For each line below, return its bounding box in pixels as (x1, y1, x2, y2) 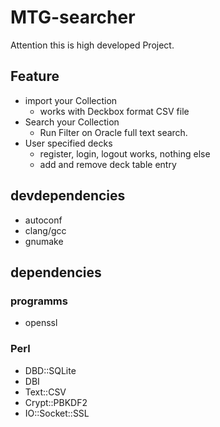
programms (10, 294, 68, 308)
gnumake (24, 235, 64, 247)
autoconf (24, 214, 63, 226)
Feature (10, 68, 60, 85)
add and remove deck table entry (39, 158, 177, 170)
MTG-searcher (10, 6, 136, 29)
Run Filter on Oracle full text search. (39, 126, 188, 138)
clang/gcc (24, 224, 67, 236)
